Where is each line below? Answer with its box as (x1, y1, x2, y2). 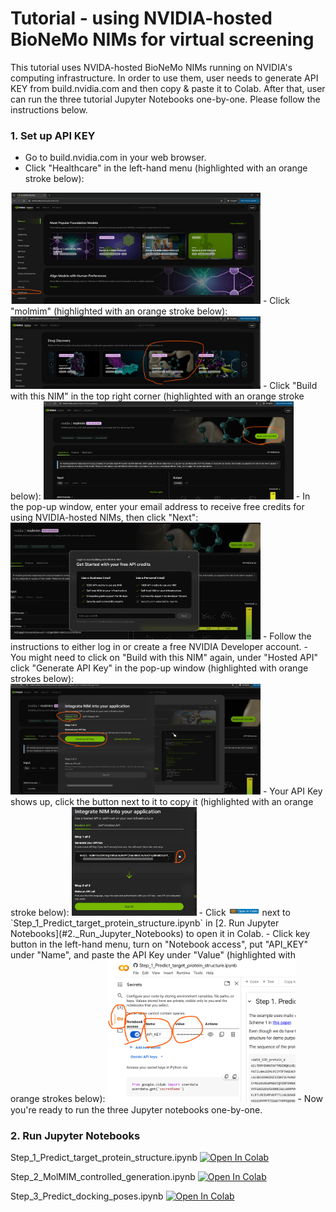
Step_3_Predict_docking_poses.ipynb (10, 1190, 164, 1202)
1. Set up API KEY (10, 128, 96, 142)
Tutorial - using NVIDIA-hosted (10, 7, 273, 30)
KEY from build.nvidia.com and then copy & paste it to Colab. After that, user (10, 82, 326, 94)
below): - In (10, 490, 311, 502)
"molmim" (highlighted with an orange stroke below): (10, 305, 228, 317)
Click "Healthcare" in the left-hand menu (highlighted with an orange (24, 162, 308, 174)
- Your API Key (262, 785, 323, 797)
